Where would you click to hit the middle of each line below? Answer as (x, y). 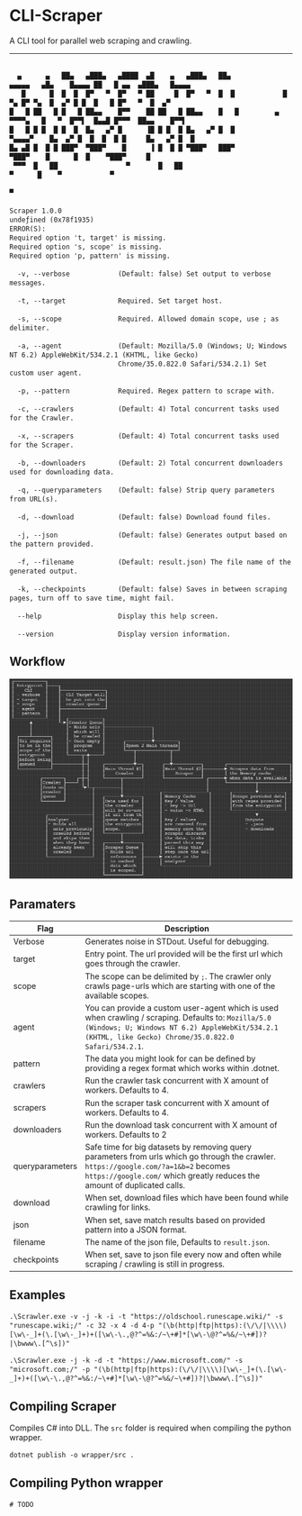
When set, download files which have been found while (187, 1198)
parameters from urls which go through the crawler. (180, 1157)
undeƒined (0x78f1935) (52, 220)
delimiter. (30, 328)
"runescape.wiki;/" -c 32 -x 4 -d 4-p (82, 1326)
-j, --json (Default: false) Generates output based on (152, 535)
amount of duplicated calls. (135, 1185)
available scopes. (117, 995)
